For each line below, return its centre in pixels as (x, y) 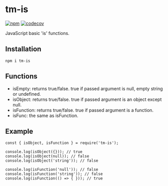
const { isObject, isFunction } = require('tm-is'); (62, 143)
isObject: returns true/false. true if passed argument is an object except (87, 99)
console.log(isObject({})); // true (44, 152)
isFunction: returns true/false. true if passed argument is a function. (83, 110)
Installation (23, 49)
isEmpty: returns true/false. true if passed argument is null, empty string (88, 88)
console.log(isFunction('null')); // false (52, 170)
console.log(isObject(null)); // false (47, 156)
